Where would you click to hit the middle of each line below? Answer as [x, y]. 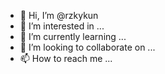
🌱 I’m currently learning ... [73, 36]
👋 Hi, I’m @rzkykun [59, 15]
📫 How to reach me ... [66, 58]
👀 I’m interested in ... [62, 26]
